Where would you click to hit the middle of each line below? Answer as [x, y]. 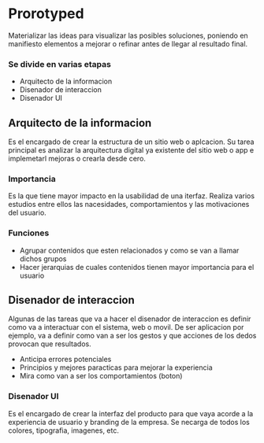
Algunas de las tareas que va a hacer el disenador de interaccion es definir [130, 319]
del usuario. [28, 212]
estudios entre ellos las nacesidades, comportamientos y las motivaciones [129, 205]
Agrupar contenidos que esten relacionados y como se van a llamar [129, 250]
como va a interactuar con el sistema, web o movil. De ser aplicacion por [126, 327]
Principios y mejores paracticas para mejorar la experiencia [116, 367]
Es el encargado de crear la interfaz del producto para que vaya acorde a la [131, 413]
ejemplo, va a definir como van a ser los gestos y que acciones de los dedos [132, 336]
